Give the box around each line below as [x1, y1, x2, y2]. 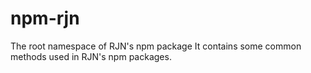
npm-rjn [10, 7, 80, 30]
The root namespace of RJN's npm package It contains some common [10, 40, 302, 52]
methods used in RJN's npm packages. [10, 50, 172, 62]
